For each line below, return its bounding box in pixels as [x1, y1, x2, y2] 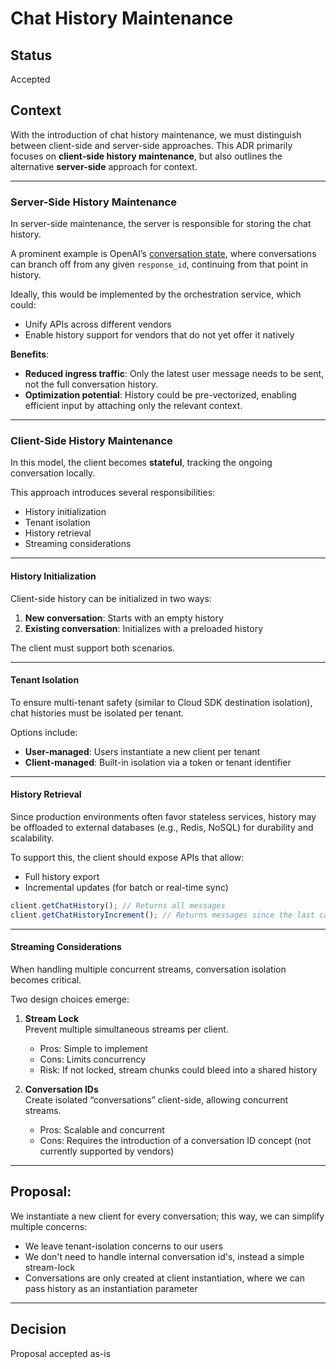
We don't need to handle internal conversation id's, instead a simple [24, 1250, 305, 1262]
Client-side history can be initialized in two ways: [10, 592, 212, 604]
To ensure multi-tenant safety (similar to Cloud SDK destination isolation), [10, 696, 313, 708]
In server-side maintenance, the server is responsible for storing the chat [10, 218, 312, 230]
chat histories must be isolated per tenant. [10, 707, 185, 719]
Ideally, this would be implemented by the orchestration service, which [10, 288, 302, 301]
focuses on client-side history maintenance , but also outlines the [10, 150, 283, 162]
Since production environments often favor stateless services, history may [10, 811, 317, 823]
